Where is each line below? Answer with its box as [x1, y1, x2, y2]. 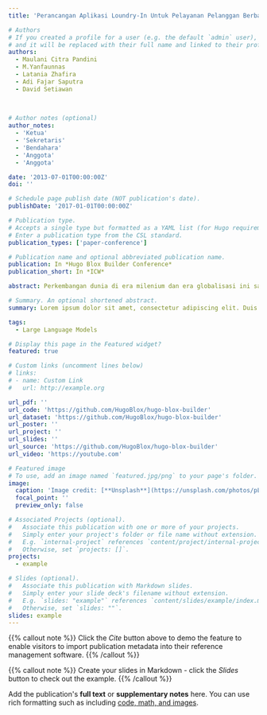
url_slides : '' [8, 435, 59, 444]
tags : [8, 318, 26, 326]
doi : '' [8, 181, 34, 188]
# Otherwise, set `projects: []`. [8, 546, 130, 554]
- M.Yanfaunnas [15, 63, 66, 72]
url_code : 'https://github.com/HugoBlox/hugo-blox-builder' [8, 406, 212, 414]
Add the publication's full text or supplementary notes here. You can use [8, 690, 250, 699]
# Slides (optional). [8, 574, 80, 583]
